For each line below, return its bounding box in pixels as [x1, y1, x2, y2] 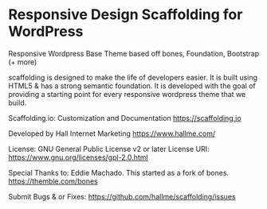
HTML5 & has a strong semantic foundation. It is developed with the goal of [8, 81, 257, 91]
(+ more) [8, 57, 37, 67]
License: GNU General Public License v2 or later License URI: [8, 144, 210, 153]
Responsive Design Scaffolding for [8, 6, 243, 24]
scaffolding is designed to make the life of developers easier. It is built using [8, 72, 257, 82]
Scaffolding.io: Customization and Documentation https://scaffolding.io [8, 113, 241, 122]
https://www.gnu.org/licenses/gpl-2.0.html [8, 153, 149, 162]
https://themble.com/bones [8, 176, 98, 186]
